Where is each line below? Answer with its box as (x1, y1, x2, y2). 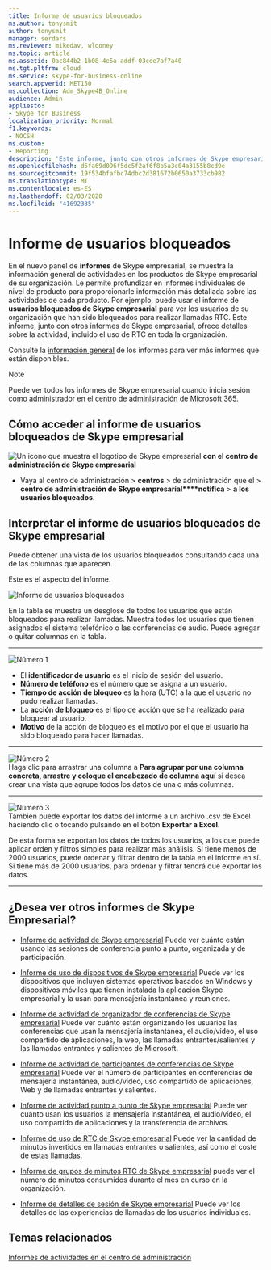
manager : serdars (8, 34, 67, 43)
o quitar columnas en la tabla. (8, 632, 107, 641)
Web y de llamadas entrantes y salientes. (19, 1084, 157, 1095)
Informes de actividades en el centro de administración (8, 1252, 192, 1262)
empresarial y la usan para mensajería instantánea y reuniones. (19, 993, 231, 1003)
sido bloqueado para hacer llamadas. (19, 730, 144, 740)
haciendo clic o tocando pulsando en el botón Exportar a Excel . (8, 820, 220, 830)
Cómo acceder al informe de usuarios (8, 417, 202, 431)
